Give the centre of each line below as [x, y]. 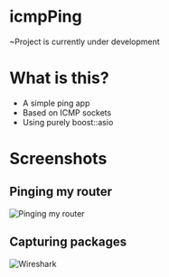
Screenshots [58, 159]
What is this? [60, 78]
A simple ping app [56, 103]
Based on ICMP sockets [67, 112]
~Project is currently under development [84, 42]
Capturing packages [68, 242]
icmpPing [46, 17]
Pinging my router [61, 192]
